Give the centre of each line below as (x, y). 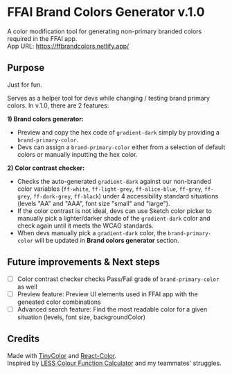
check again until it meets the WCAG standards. (85, 226)
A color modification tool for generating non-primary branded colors (105, 31)
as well (27, 287)
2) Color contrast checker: (46, 168)
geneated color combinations (59, 302)
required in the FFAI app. (42, 38)
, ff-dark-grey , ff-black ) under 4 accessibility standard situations (124, 196)
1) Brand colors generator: (46, 119)
